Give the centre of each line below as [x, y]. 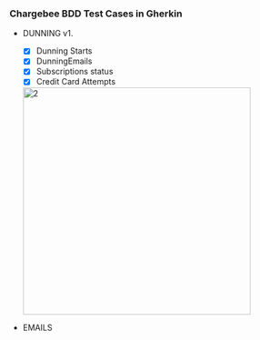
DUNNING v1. [48, 34]
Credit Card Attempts [76, 82]
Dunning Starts [64, 51]
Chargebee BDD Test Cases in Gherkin [96, 14]
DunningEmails [64, 61]
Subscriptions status [75, 72]
